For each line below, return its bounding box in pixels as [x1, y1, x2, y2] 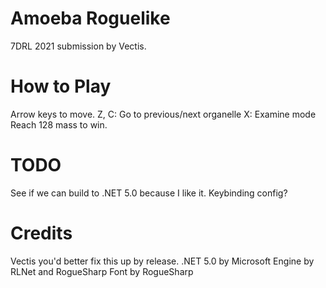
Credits [10, 222, 73, 244]
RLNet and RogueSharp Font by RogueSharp [10, 265, 194, 277]
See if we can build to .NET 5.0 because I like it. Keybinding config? [10, 187, 288, 199]
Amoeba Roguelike [10, 7, 171, 30]
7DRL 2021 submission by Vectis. [10, 40, 147, 52]
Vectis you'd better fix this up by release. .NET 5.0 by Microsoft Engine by [10, 255, 315, 267]
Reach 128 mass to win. [10, 118, 108, 131]
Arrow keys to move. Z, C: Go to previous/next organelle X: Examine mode [10, 108, 317, 120]
